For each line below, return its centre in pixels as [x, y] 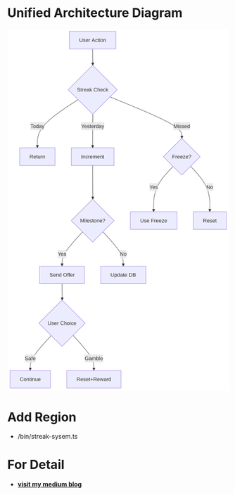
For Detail [36, 465]
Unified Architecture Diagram [95, 13]
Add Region [42, 417]
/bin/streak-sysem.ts [47, 437]
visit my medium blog [50, 484]
